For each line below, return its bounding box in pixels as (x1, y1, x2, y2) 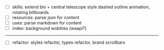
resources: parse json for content (12, 14, 80, 21)
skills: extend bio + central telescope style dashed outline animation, (12, 4, 150, 10)
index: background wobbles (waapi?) (12, 25, 87, 31)
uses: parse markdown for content (12, 20, 82, 26)
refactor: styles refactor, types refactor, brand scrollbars (12, 39, 125, 45)
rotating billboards (12, 10, 49, 15)
